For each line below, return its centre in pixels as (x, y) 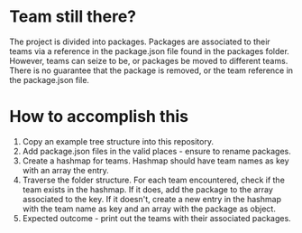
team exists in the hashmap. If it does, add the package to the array (147, 189)
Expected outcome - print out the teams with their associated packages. (156, 218)
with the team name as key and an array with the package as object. (149, 209)
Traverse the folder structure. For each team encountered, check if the (154, 180)
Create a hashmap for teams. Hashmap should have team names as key (156, 161)
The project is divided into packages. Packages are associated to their (140, 42)
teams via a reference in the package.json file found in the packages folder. (150, 51)
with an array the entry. (66, 170)
